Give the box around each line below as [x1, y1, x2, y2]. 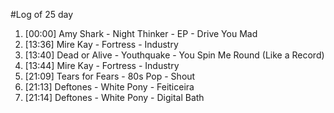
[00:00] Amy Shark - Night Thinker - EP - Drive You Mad [24, 28, 258, 39]
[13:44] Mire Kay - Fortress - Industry [24, 60, 180, 71]
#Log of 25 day [10, 9, 74, 20]
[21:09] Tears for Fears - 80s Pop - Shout [24, 70, 196, 82]
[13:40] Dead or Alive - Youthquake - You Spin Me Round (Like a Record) [24, 49, 325, 61]
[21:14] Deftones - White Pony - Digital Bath [24, 92, 205, 103]
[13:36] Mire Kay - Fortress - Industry [24, 39, 179, 50]
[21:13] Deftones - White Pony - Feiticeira [24, 81, 195, 93]
